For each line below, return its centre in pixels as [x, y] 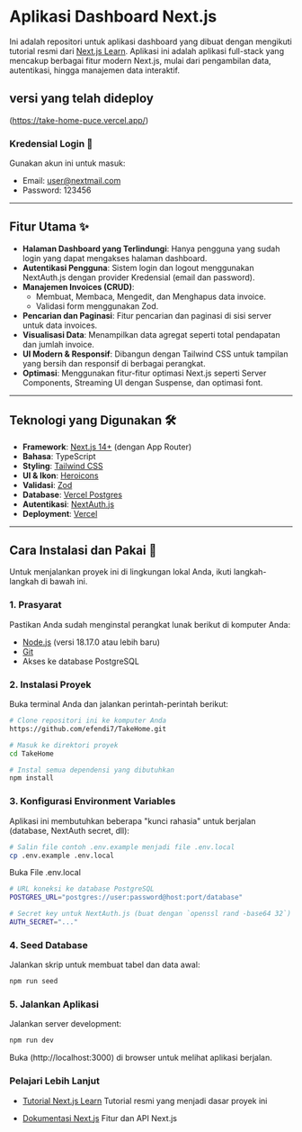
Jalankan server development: [66, 1024]
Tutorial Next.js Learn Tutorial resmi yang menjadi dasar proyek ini [145, 1100]
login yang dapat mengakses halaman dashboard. [115, 258]
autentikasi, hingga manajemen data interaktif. [94, 70]
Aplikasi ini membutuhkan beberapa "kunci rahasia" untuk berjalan [133, 820]
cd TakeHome [31, 754]
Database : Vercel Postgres [72, 494]
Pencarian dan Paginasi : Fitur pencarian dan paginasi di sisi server [147, 315]
